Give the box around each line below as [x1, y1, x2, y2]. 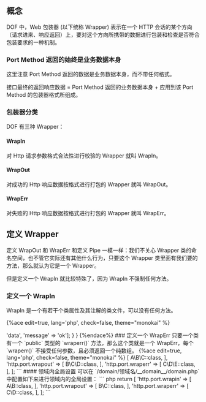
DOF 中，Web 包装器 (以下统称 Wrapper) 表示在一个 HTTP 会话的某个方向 [6, 23, 193, 31]
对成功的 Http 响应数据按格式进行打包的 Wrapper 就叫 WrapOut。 [6, 180, 172, 188]
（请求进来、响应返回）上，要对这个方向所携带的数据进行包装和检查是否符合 [6, 31, 200, 38]
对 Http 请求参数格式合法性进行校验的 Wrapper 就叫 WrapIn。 [6, 152, 162, 159]
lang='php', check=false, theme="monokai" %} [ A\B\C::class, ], [6, 354, 168, 362]
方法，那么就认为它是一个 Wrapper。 [6, 262, 100, 269]
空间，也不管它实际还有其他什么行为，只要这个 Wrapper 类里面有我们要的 [11, 254, 198, 262]
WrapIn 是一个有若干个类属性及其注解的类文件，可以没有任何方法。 [6, 307, 177, 314]
